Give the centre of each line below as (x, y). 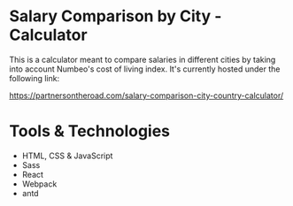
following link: (35, 78)
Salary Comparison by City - (116, 16)
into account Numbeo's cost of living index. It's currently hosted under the (145, 69)
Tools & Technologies (90, 131)
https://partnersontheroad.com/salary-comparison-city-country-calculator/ (146, 95)
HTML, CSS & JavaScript (67, 156)
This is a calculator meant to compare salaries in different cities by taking (143, 59)
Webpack (39, 184)
